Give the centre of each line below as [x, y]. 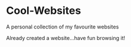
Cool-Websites [44, 11]
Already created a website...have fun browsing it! [66, 38]
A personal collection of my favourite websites [63, 27]
